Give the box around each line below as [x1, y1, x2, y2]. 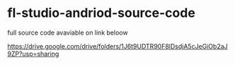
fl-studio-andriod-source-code [7, 5, 196, 21]
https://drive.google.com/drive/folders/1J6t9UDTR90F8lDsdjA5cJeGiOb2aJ [7, 42, 228, 50]
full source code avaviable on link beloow [7, 28, 129, 37]
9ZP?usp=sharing [7, 49, 59, 58]
